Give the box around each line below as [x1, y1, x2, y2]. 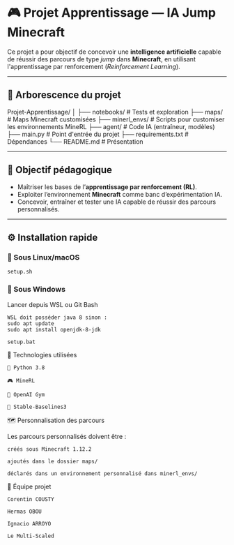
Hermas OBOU [7, 508, 42, 515]
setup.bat [7, 338, 36, 345]
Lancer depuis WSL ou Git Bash [7, 300, 99, 308]
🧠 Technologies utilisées [7, 350, 77, 359]
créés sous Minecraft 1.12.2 [7, 445, 92, 453]
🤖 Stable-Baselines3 [7, 403, 68, 410]
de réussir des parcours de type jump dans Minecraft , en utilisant [7, 54, 196, 63]
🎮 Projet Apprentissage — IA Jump [7, 5, 216, 21]
